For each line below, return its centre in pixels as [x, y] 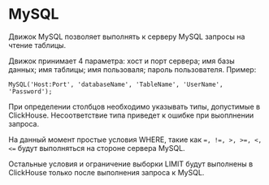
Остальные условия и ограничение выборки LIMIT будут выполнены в [131, 164]
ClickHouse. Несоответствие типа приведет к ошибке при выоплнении [131, 115]
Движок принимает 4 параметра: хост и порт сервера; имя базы [122, 61]
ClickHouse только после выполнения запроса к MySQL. [106, 172]
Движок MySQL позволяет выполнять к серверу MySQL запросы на [127, 37]
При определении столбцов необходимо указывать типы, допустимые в [134, 106]
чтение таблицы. [37, 45]
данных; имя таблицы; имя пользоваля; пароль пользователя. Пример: [132, 69]
